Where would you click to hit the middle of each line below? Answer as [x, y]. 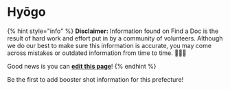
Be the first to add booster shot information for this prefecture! [95, 79]
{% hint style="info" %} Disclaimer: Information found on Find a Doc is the [113, 31]
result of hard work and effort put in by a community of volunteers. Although [115, 38]
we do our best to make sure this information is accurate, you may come [109, 45]
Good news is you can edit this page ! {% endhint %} [82, 66]
